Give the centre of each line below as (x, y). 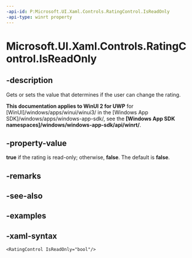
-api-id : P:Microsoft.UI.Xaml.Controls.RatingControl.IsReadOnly (88, 11)
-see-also (24, 196)
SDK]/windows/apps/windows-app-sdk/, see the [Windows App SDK (91, 118)
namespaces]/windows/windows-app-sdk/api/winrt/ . (74, 125)
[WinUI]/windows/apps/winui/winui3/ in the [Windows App (77, 112)
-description (29, 80)
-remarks (24, 176)
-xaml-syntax (32, 236)
